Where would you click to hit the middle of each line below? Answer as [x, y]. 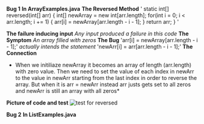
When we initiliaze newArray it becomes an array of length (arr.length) [103, 65]
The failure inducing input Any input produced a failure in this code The [98, 34]
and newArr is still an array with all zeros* [67, 91]
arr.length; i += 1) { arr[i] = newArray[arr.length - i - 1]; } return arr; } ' [93, 22]
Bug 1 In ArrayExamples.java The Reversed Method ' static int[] [88, 9]
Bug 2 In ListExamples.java [41, 115]
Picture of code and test [38, 103]
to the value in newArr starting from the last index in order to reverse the [106, 78]
